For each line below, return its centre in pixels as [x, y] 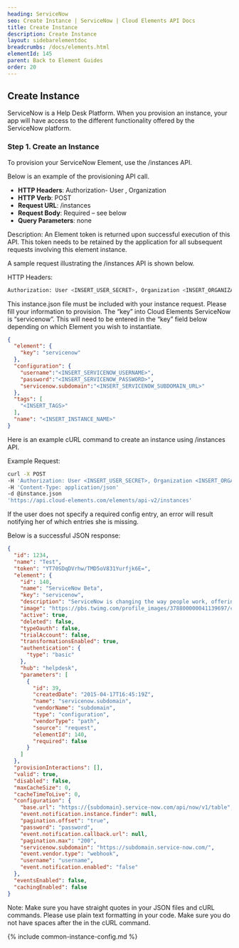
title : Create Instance [43, 27]
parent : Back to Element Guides [55, 61]
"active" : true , [44, 615]
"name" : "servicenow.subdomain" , [83, 701]
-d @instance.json [34, 494]
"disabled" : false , [43, 781]
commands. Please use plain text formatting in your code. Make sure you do [119, 915]
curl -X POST [27, 474]
